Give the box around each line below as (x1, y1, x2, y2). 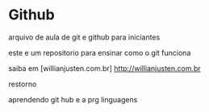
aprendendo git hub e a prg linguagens (8, 94, 138, 104)
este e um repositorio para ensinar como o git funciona (8, 48, 191, 57)
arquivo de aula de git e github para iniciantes (8, 32, 161, 42)
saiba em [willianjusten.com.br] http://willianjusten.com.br (8, 63, 202, 73)
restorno (8, 79, 37, 89)
